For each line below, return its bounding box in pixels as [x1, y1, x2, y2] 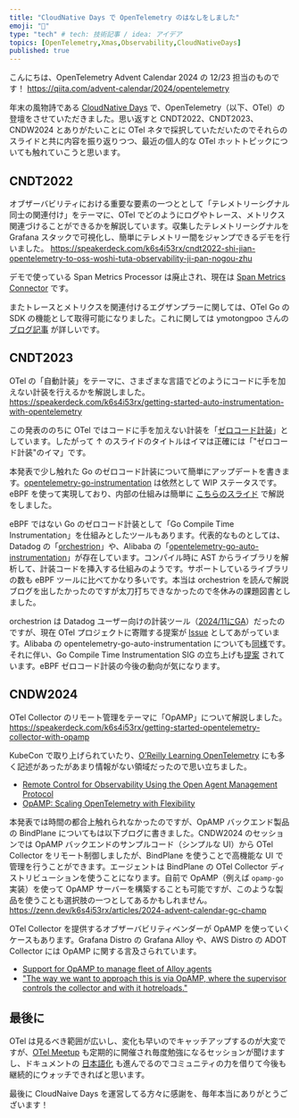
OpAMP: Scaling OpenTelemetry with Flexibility [21, 798, 195, 809]
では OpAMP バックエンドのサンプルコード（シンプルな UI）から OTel [16, 838, 274, 850]
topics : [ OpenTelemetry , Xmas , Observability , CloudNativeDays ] [9, 38, 242, 47]
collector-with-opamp [9, 731, 90, 742]
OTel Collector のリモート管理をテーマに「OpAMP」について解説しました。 [9, 712, 287, 723]
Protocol [21, 788, 54, 799]
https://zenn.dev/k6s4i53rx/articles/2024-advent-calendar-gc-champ [9, 904, 267, 915]
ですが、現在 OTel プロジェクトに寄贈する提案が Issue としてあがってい [9, 627, 272, 638]
